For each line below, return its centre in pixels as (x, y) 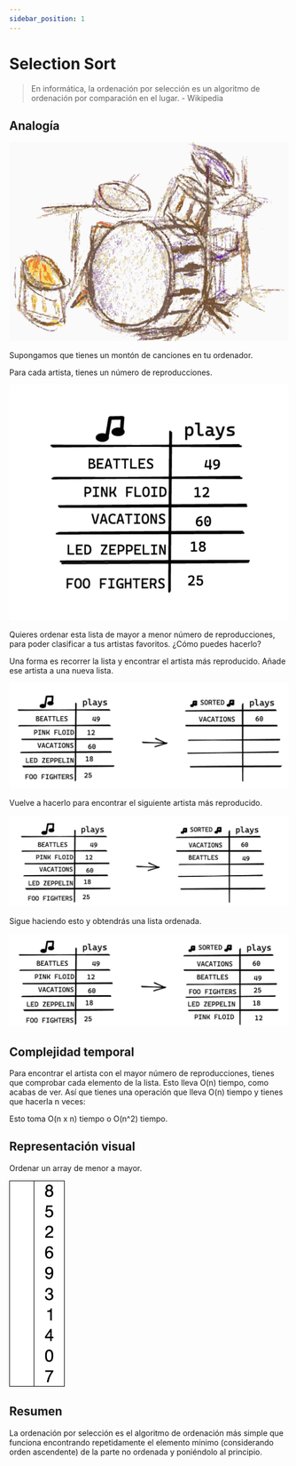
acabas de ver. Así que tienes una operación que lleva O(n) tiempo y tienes (146, 1092)
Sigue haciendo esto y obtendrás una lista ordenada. (105, 920)
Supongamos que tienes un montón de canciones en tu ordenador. (131, 355)
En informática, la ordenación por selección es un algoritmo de (145, 88)
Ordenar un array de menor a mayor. (76, 1167)
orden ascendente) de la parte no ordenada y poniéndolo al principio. (136, 1452)
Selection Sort (63, 64)
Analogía (35, 126)
